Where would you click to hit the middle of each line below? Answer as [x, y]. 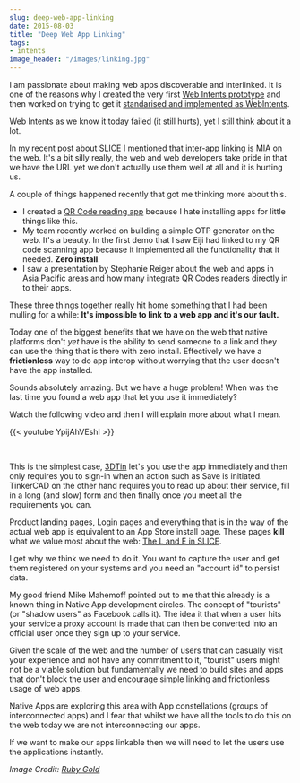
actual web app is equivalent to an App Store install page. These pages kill [147, 531]
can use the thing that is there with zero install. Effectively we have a [136, 351]
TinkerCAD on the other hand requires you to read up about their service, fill [150, 486]
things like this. [50, 221]
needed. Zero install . [61, 259]
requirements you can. [51, 505]
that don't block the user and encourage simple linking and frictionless [140, 679]
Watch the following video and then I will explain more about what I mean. [145, 414]
